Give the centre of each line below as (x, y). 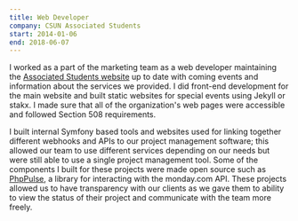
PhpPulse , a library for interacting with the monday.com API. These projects (148, 179)
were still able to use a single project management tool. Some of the (134, 160)
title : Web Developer (49, 17)
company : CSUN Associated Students (75, 26)
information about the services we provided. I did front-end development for (149, 86)
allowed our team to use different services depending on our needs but (140, 151)
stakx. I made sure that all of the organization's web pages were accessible (147, 105)
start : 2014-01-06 (43, 34)
